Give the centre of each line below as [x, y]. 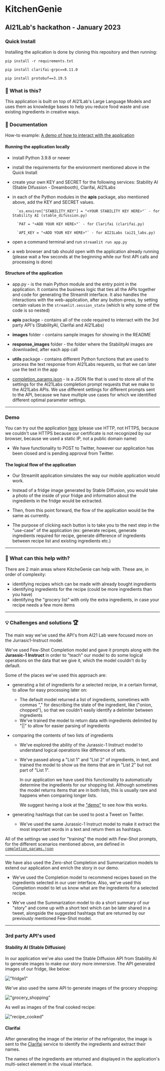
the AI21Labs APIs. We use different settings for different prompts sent [83, 389]
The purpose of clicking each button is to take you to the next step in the [86, 525]
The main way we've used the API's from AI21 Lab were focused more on [79, 635]
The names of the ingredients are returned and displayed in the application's [82, 1059]
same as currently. [31, 516]
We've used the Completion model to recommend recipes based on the [84, 877]
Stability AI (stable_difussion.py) [50, 215]
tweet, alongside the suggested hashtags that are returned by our [79, 913]
